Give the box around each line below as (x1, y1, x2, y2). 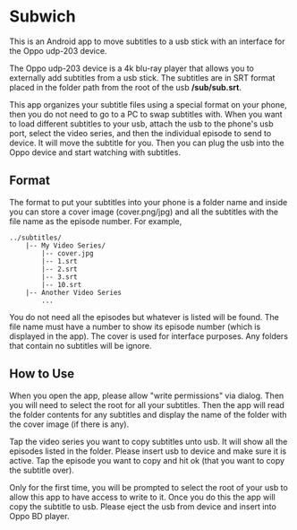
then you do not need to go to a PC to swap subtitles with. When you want (9, 109, 284, 119)
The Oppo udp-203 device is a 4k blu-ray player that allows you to (9, 63, 255, 74)
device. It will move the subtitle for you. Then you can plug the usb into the (9, 137, 284, 148)
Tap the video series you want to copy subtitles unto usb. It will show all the (9, 436, 288, 447)
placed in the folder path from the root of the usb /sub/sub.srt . (9, 82, 242, 92)
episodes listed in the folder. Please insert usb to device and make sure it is (9, 446, 287, 456)
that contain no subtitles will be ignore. (9, 340, 152, 351)
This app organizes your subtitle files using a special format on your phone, (9, 99, 288, 109)
